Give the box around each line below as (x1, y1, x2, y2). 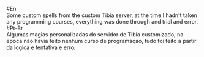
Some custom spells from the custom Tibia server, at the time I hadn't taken (6, 12, 197, 19)
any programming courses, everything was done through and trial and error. (6, 18, 198, 25)
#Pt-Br (6, 24, 23, 32)
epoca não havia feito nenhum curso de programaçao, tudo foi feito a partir (6, 38, 197, 44)
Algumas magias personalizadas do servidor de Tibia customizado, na (6, 31, 184, 38)
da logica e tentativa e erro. (6, 44, 76, 51)
